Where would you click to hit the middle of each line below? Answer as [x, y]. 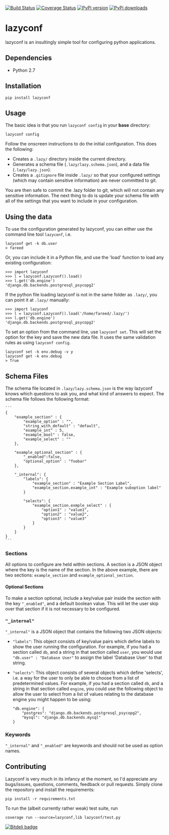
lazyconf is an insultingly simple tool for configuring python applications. [81, 42]
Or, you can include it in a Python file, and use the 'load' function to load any [84, 257]
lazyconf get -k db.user [31, 244]
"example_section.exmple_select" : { [72, 505]
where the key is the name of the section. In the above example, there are [81, 570]
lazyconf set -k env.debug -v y [39, 352]
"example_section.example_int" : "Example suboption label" [97, 488]
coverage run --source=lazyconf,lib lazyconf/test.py [63, 817]
